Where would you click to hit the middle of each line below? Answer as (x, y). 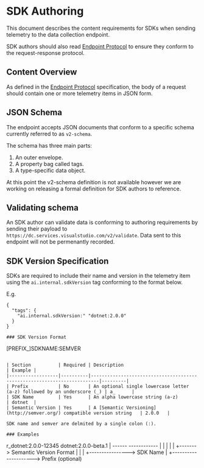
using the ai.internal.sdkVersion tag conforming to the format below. (94, 283)
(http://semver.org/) (34, 413)
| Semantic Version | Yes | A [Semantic (65, 408)
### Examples (23, 434)
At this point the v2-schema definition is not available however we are (94, 182)
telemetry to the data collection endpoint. (58, 34)
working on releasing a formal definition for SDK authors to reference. (94, 189)
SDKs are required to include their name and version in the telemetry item (98, 276)
